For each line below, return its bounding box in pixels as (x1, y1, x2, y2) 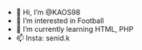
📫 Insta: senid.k (15, 33, 71, 43)
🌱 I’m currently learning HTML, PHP (15, 25, 134, 33)
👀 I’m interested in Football (15, 16, 104, 25)
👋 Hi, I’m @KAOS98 (15, 8, 81, 17)
